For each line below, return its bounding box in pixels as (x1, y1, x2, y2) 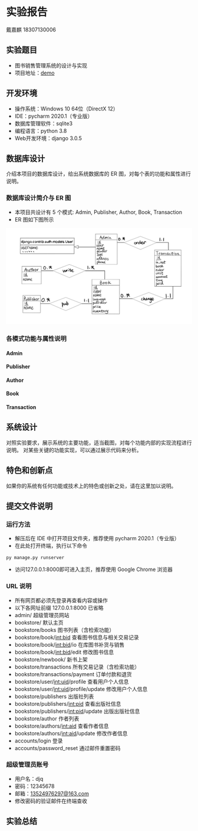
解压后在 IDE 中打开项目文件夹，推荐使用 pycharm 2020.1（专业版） (14, 535, 180, 542)
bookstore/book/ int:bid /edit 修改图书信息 (14, 648, 114, 655)
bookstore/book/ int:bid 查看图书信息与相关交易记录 (14, 634, 140, 641)
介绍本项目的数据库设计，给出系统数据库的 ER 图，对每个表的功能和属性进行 (6, 170, 192, 177)
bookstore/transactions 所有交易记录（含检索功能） (14, 663, 140, 670)
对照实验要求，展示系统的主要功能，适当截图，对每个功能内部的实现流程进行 (6, 439, 192, 446)
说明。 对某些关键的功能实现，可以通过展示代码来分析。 (6, 446, 142, 453)
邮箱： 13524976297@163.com (14, 790, 90, 797)
